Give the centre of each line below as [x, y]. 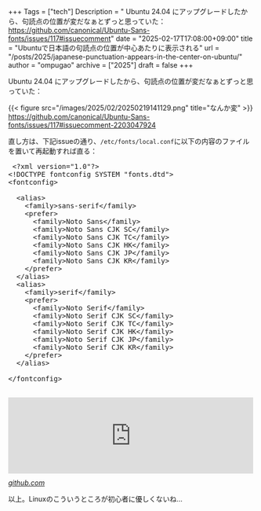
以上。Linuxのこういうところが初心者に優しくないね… [95, 499]
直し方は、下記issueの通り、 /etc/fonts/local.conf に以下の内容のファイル [129, 141]
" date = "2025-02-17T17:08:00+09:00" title [182, 39]
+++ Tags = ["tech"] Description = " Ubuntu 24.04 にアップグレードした [125, 11]
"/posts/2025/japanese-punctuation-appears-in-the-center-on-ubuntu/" [125, 57]
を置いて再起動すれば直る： [53, 151]
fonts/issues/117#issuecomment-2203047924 [82, 125]
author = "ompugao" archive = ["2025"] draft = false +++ [101, 65]
